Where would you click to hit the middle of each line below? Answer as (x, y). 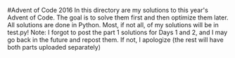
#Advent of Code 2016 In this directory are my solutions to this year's (108, 10)
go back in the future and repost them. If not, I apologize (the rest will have (115, 40)
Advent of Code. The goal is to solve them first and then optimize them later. (118, 17)
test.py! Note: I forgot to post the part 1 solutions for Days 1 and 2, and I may (118, 32)
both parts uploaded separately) (54, 47)
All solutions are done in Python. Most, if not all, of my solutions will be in (113, 25)
